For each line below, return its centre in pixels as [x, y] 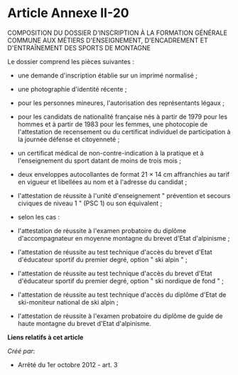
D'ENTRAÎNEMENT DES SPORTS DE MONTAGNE [79, 48]
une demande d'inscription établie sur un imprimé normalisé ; [107, 75]
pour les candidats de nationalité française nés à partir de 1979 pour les [123, 116]
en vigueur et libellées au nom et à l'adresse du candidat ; [102, 182]
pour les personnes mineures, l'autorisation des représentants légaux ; [121, 103]
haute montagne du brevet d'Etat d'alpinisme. [84, 323]
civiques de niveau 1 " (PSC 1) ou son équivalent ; [90, 203]
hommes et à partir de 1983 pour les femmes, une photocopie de [113, 124]
